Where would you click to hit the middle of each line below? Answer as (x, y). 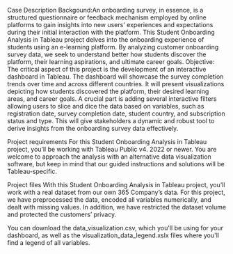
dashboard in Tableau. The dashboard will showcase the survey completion (115, 77)
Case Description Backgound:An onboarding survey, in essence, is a (105, 10)
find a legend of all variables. (49, 243)
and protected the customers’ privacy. (62, 214)
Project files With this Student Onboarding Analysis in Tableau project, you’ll (116, 185)
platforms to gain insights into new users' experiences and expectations (110, 25)
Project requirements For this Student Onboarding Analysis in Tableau (107, 142)
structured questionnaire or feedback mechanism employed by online (107, 17)
